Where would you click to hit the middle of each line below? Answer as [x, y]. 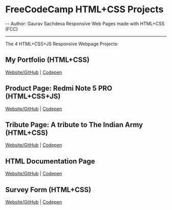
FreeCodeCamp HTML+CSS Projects [84, 9]
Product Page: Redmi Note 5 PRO [59, 88]
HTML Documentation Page [50, 161]
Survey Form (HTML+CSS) [48, 190]
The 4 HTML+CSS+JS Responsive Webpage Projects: [62, 44]
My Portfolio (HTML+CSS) [47, 60]
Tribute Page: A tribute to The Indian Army [74, 125]
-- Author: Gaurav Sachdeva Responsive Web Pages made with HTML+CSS [85, 24]
